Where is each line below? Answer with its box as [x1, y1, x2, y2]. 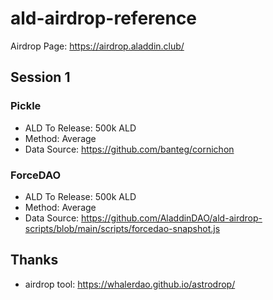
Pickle [10, 99, 42, 113]
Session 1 [10, 69, 71, 86]
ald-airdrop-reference [10, 7, 198, 30]
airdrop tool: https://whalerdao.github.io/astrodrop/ [24, 278, 236, 290]
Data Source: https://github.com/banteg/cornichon [24, 143, 235, 155]
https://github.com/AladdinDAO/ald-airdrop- [81, 212, 263, 224]
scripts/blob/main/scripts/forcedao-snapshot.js [24, 222, 221, 234]
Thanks [10, 252, 59, 269]
